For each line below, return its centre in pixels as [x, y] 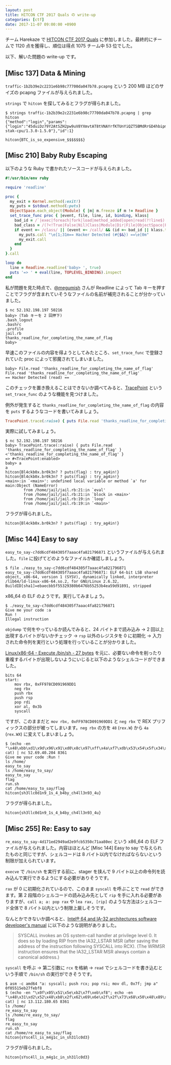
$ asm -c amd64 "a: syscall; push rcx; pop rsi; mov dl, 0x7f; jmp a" [82, 984]
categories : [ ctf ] [25, 19]
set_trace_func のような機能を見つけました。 [53, 394]
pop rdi [22, 703]
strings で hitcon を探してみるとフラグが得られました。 [64, 103]
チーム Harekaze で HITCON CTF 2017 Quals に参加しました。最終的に [79, 39]
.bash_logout [19, 320]
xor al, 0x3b [28, 707]
